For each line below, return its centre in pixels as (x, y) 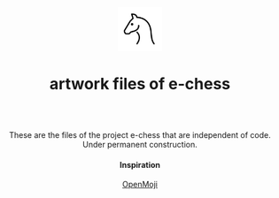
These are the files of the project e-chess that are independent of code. (140, 134)
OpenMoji (140, 185)
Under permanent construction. (140, 144)
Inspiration (140, 164)
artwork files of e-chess (140, 84)
